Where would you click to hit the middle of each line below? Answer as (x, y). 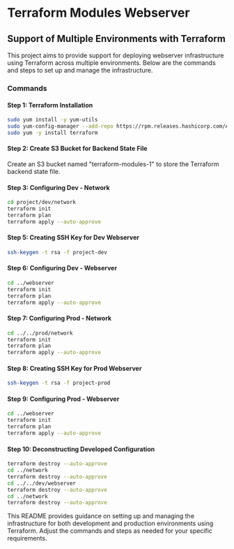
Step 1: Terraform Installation (50, 105)
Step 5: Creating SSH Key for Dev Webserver (73, 237)
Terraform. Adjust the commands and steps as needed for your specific (110, 531)
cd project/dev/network (42, 203)
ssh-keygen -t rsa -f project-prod (59, 383)
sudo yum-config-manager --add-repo (60, 126)
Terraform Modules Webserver (99, 13)
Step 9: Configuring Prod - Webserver (63, 399)
